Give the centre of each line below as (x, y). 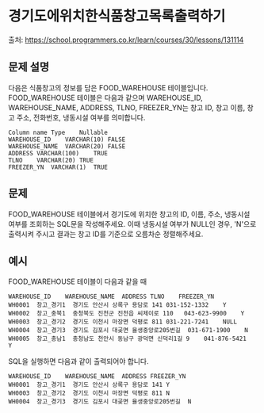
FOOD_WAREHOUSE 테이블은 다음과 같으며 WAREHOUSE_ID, (106, 98)
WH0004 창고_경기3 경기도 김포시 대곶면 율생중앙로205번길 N (100, 402)
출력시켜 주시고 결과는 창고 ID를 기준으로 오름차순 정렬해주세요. (106, 234)
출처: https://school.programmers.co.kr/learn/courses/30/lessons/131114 (126, 40)
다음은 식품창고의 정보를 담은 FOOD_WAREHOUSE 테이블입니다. (108, 87)
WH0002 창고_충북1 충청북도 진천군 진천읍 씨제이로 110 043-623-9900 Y (126, 314)
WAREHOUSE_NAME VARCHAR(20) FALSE (67, 146)
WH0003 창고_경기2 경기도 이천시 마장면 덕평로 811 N (89, 393)
